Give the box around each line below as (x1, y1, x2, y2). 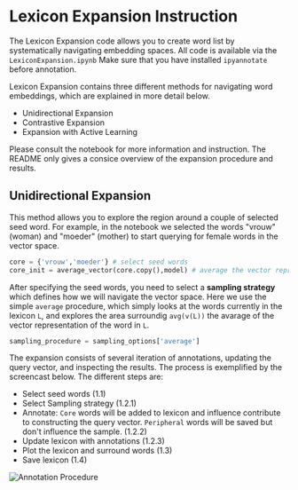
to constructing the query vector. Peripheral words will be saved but (21, 417, 273, 428)
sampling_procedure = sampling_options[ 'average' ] (9, 336, 200, 345)
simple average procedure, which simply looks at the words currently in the (9, 300, 283, 312)
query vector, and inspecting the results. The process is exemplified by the (9, 362, 283, 373)
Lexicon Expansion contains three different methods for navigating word (9, 81, 273, 91)
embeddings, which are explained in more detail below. (9, 91, 210, 101)
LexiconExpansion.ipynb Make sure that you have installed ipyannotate (9, 54, 268, 65)
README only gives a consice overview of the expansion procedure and (9, 153, 273, 163)
